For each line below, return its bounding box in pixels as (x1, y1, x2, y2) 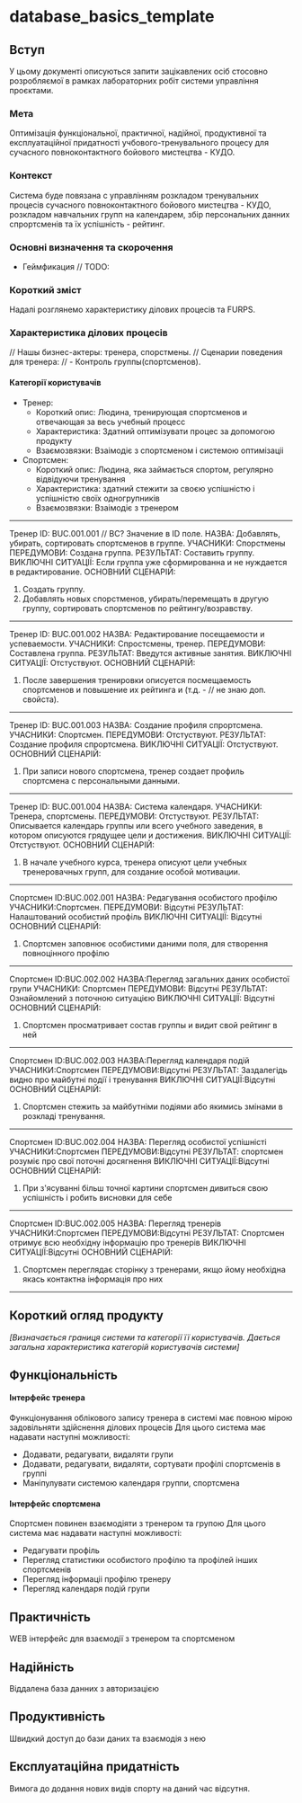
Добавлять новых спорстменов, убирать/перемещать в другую (22, 593, 270, 604)
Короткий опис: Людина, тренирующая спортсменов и (35, 406, 248, 417)
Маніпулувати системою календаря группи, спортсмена (22, 1478, 240, 1488)
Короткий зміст (9, 283, 82, 296)
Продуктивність (9, 1710, 106, 1725)
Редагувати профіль (22, 1545, 101, 1556)
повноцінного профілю (22, 947, 110, 958)
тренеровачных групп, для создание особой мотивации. (22, 866, 241, 877)
